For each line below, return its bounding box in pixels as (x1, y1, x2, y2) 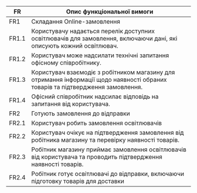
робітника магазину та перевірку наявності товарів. (31, 136, 180, 144)
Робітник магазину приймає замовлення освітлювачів (31, 145, 186, 154)
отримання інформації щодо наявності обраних (31, 76, 167, 84)
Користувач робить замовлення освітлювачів (31, 119, 162, 127)
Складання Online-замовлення (31, 18, 120, 25)
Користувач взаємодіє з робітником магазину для (31, 68, 175, 76)
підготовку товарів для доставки (31, 177, 124, 185)
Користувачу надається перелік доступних (31, 27, 155, 35)
